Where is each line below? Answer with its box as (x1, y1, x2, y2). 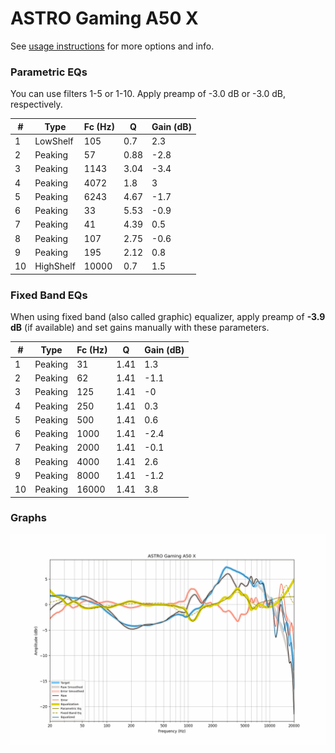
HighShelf (34, 260, 76, 272)
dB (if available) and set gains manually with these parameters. (10, 322, 270, 334)
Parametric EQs (10, 65, 88, 79)
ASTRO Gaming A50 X (10, 7, 199, 30)
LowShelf (34, 135, 74, 147)
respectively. (10, 98, 63, 111)
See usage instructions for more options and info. (10, 40, 215, 52)
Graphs (10, 511, 47, 525)
